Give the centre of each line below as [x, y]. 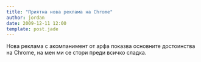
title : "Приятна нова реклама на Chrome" [60, 12]
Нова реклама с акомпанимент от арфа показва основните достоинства [101, 46]
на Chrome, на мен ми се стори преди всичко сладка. [76, 53]
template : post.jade [33, 29]
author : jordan [26, 18]
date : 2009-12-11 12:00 [37, 23]
